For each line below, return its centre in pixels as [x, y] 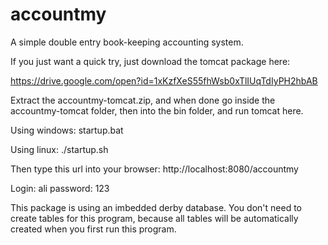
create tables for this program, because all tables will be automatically [154, 218]
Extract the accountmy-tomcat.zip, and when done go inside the [143, 100]
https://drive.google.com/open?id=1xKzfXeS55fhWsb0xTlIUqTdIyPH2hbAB [164, 80]
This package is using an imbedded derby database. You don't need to [156, 207]
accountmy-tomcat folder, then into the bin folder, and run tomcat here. [157, 110]
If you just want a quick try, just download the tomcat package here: [150, 61]
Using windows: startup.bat [67, 130]
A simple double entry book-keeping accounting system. [127, 42]
